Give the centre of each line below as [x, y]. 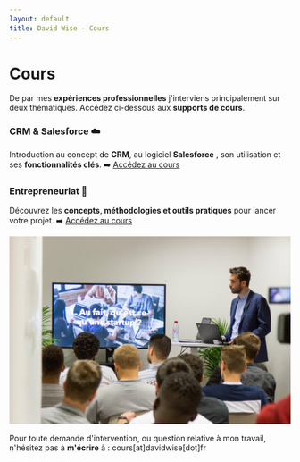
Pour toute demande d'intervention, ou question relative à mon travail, [137, 438]
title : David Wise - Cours [59, 28]
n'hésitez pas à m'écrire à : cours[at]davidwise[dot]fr [108, 448]
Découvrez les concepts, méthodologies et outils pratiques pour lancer [143, 211]
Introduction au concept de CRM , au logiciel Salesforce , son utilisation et [145, 154]
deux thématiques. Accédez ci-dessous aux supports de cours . [127, 108]
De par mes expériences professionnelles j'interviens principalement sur [145, 98]
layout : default [39, 19]
